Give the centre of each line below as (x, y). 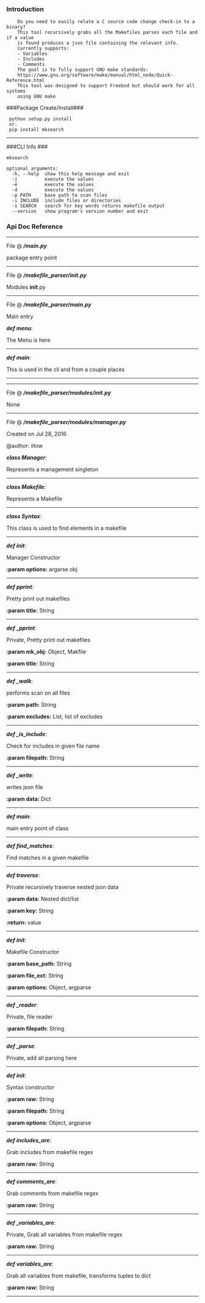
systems (16, 91)
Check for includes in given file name (53, 746)
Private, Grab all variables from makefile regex (65, 1234)
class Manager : (27, 457)
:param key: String (30, 911)
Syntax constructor (31, 1087)
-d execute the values (53, 190)
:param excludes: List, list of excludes (55, 716)
